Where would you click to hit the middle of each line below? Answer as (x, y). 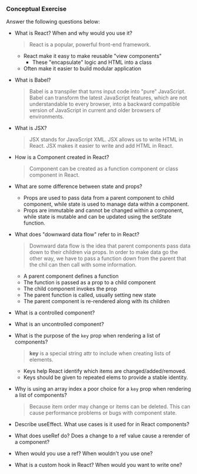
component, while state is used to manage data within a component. (106, 204)
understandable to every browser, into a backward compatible (105, 104)
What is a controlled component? (55, 313)
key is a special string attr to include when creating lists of (100, 353)
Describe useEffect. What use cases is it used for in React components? (102, 424)
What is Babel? (33, 80)
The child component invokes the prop (70, 289)
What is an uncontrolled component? (59, 324)
